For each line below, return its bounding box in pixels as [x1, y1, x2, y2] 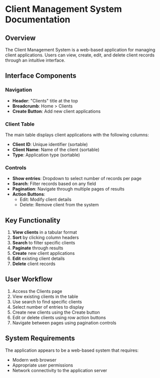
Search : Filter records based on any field [12, 181, 97, 187]
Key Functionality [5, 216, 60, 225]
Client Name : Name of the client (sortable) [12, 146, 100, 152]
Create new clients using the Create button [12, 309, 100, 315]
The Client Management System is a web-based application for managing [5, 47, 156, 52]
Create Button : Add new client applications [12, 108, 101, 114]
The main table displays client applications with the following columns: [5, 132, 149, 138]
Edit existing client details [12, 256, 65, 262]
